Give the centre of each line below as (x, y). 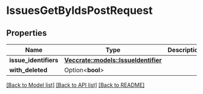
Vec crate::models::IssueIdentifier (113, 60)
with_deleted (28, 70)
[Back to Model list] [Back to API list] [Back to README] (76, 85)
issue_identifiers (34, 60)
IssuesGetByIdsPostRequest (79, 11)
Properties (27, 33)
